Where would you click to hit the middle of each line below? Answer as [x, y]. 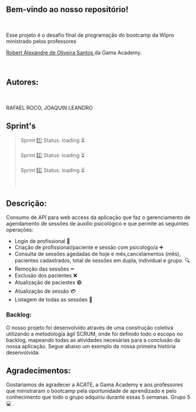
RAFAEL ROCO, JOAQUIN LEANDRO [49, 108]
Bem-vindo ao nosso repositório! [67, 10]
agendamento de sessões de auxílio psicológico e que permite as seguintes [97, 224]
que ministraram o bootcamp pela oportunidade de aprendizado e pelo [91, 391]
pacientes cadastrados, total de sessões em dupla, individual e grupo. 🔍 [102, 261]
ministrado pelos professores [41, 41]
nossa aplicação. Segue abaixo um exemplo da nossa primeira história [91, 346]
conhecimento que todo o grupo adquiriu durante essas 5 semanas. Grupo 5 [98, 397]
